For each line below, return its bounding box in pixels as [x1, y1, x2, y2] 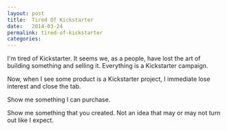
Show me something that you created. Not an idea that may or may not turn [7, 109, 221, 117]
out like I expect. [7, 116, 54, 124]
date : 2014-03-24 [7, 23, 63, 29]
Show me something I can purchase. [7, 95, 111, 104]
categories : [7, 36, 41, 43]
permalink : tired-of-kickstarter [7, 29, 103, 36]
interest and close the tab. [7, 82, 81, 91]
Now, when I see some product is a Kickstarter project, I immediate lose [7, 75, 211, 83]
